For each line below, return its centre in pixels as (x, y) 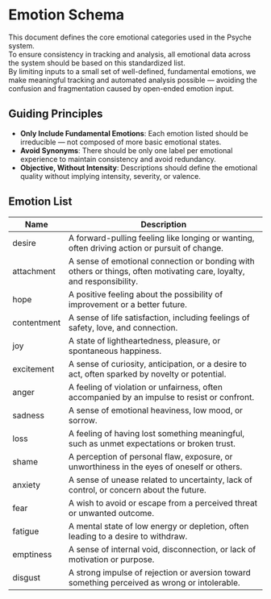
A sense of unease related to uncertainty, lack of (160, 480)
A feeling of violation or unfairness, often (146, 387)
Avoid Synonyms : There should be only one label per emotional (126, 150)
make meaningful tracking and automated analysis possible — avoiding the (133, 80)
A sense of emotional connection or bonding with (162, 261)
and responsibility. (103, 281)
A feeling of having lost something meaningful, (156, 433)
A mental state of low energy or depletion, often (158, 526)
